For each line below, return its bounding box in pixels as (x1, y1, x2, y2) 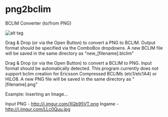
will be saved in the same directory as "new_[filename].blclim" (5, 50, 134, 56)
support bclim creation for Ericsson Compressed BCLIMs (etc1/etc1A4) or (5, 70, 157, 76)
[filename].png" (5, 81, 38, 87)
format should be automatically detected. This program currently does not (5, 65, 159, 71)
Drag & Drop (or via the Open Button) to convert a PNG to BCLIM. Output (5, 39, 156, 46)
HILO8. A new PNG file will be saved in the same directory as (5, 76, 132, 82)
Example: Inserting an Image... (5, 91, 68, 97)
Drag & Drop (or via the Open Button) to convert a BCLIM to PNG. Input (5, 60, 152, 66)
